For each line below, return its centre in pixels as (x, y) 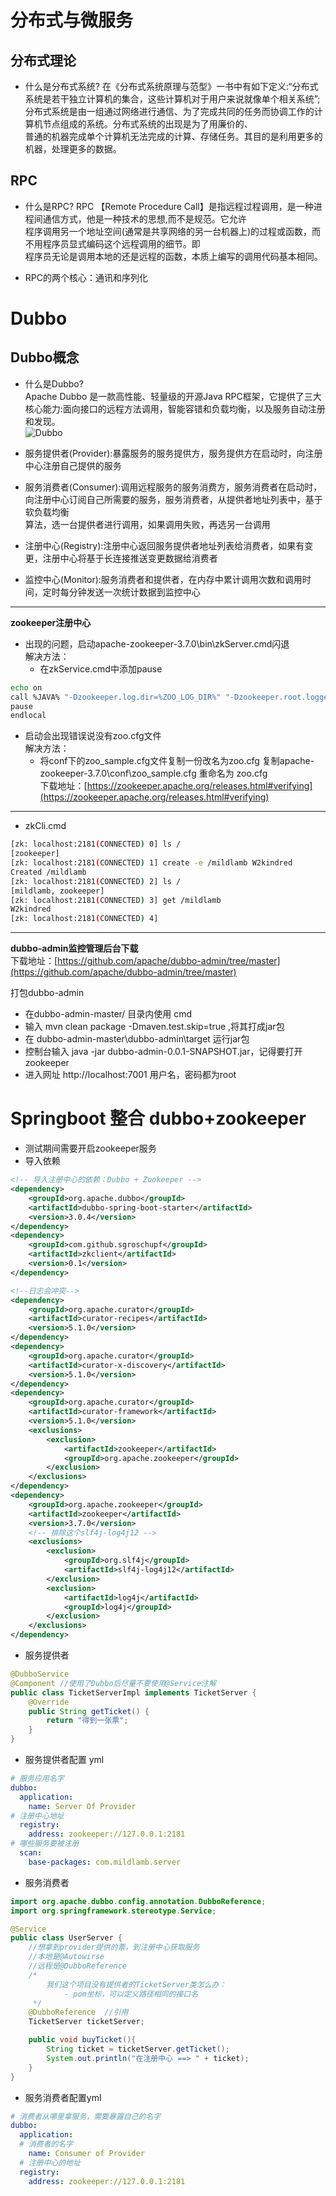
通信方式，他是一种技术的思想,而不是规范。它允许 (144, 218)
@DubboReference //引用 (78, 2012)
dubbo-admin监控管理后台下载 (74, 948)
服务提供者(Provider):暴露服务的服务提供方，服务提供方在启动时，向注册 (173, 453)
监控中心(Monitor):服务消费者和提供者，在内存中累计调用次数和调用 (163, 579)
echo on (26, 687)
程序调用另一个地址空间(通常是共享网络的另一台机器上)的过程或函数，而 (173, 231)
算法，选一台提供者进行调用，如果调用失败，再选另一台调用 (147, 524)
